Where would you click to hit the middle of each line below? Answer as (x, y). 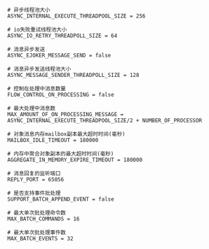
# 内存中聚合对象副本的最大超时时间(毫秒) (61, 154)
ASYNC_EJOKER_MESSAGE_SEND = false (59, 55)
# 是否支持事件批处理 (34, 193)
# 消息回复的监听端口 (34, 173)
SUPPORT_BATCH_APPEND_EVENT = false (61, 199)
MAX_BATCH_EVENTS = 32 (40, 239)
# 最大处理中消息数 (32, 108)
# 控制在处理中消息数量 (37, 89)
